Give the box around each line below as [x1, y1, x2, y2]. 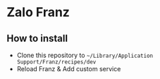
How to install [6, 32, 68, 44]
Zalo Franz [6, 4, 70, 20]
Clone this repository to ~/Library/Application [16, 51, 153, 59]
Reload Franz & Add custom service [16, 65, 121, 73]
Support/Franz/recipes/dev [16, 59, 97, 66]
